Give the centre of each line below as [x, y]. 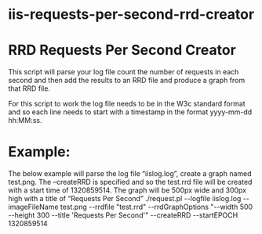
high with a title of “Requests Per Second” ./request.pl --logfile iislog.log [125, 199]
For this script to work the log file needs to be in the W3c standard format [127, 104]
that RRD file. [29, 88]
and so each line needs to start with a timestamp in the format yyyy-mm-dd [130, 112]
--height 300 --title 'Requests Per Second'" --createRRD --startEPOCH [123, 215]
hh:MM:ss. [25, 121]
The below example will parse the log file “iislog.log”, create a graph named [130, 174]
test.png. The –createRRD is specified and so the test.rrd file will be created [130, 182]
